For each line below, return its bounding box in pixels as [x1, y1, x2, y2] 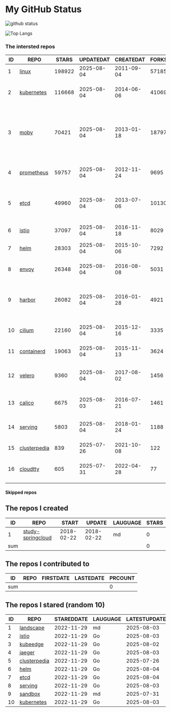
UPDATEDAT [79, 56, 110, 63]
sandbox [19, 691, 41, 698]
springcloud [22, 534, 52, 541]
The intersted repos [5, 43, 55, 50]
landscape [19, 624, 45, 632]
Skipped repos [5, 489, 37, 495]
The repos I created [5, 504, 69, 512]
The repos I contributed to [5, 560, 90, 568]
